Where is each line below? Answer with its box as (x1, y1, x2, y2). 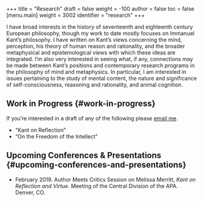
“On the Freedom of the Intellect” (15, 132, 98, 140)
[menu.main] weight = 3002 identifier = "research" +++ (6, 11, 145, 19)
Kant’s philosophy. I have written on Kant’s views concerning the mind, (6, 36, 182, 43)
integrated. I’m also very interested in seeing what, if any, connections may (6, 56, 193, 62)
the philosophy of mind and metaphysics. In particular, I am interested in (6, 68, 187, 75)
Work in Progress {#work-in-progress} (6, 99, 156, 109)
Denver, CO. (15, 189, 45, 196)
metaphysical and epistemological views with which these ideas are (6, 49, 176, 56)
